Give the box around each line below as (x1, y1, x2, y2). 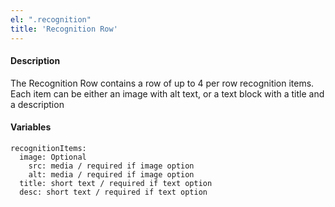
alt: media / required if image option (28, 169, 195, 180)
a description (10, 98, 65, 110)
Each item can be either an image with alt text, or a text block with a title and (10, 87, 325, 100)
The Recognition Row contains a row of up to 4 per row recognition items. (10, 77, 315, 89)
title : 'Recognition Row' (10, 24, 118, 34)
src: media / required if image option (28, 161, 195, 171)
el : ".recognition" (10, 14, 92, 25)
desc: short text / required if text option (19, 187, 208, 197)
